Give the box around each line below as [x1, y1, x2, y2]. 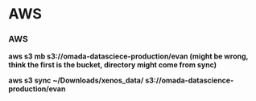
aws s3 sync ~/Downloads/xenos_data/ [8, 75, 144, 85]
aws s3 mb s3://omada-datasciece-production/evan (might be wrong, [8, 51, 249, 61]
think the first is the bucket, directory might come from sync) [8, 60, 217, 70]
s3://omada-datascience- [144, 75, 234, 85]
